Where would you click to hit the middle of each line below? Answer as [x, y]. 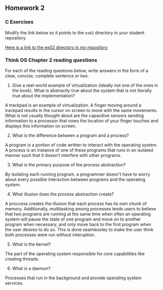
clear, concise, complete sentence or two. [47, 76]
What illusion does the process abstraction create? [63, 194]
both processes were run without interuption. [50, 235]
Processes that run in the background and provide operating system [73, 278]
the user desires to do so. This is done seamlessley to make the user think [79, 229]
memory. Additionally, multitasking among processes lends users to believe [81, 209]
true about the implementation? [44, 95]
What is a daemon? [31, 268]
